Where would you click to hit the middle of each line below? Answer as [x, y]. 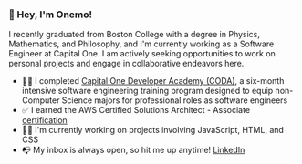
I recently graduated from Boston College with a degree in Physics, [135, 35]
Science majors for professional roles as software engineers [175, 100]
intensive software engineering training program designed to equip [147, 91]
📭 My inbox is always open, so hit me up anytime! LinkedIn [133, 150]
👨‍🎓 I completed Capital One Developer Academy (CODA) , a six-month [153, 81]
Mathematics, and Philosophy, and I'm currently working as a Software [141, 44]
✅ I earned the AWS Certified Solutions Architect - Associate [136, 110]
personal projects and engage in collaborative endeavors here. [126, 64]
